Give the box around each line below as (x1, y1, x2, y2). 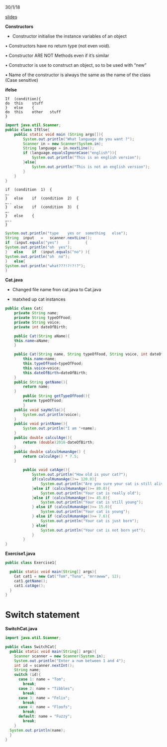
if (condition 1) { (5, 187, 52, 192)
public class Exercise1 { (5, 560, 57, 565)
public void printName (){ (14, 421, 68, 426)
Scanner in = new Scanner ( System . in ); (23, 141, 103, 146)
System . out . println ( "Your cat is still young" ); (40, 500, 143, 505)
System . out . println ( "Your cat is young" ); (40, 509, 130, 514)
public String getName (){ (14, 379, 68, 384)
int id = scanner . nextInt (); (14, 663, 75, 668)
